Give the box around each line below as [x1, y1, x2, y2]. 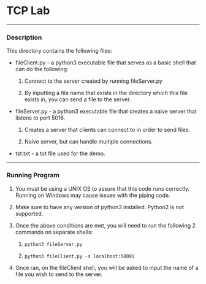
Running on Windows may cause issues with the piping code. [15, 191, 170, 199]
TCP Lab [6, 4, 50, 18]
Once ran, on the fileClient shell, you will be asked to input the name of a [15, 264, 199, 271]
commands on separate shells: [15, 228, 93, 236]
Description [6, 33, 42, 42]
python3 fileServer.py [24, 241, 83, 247]
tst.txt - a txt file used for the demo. [15, 150, 105, 157]
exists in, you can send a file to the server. [24, 96, 131, 103]
